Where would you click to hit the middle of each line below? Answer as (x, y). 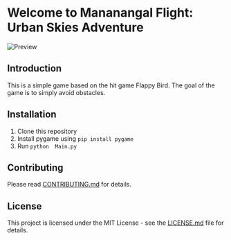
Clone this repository (47, 131)
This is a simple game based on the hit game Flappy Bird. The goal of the (111, 85)
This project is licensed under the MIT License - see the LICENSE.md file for (115, 223)
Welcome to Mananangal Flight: (100, 13)
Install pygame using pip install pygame (75, 138)
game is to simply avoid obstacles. (56, 92)
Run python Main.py (47, 146)
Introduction (35, 68)
